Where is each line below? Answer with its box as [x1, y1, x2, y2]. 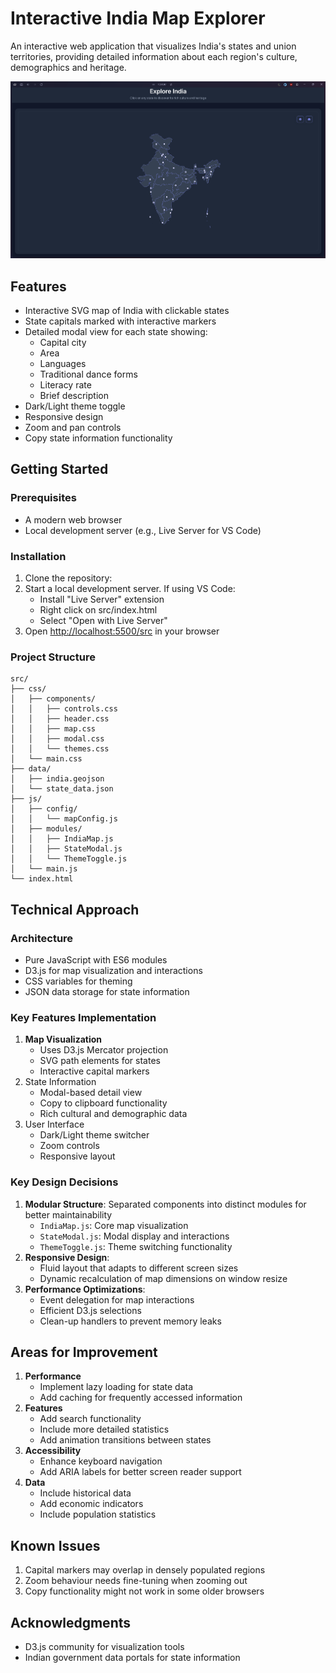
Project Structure [10, 650, 96, 664]
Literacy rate [39, 379, 92, 391]
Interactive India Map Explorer [10, 7, 266, 30]
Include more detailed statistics [39, 1423, 170, 1436]
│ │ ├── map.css [10, 724, 97, 734]
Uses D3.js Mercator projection [39, 1044, 169, 1056]
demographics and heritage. [10, 61, 127, 73]
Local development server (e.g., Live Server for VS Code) [24, 524, 262, 536]
